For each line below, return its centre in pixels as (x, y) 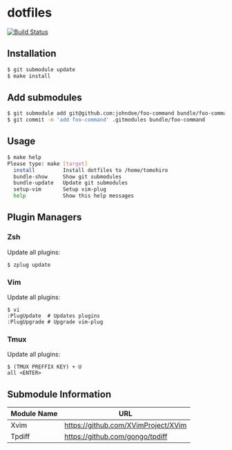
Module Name (34, 414)
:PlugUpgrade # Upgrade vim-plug (55, 322)
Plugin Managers (45, 217)
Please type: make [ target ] (48, 164)
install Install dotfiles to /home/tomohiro (91, 170)
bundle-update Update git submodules (71, 183)
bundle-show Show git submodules (68, 177)
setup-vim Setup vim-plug (60, 189)
